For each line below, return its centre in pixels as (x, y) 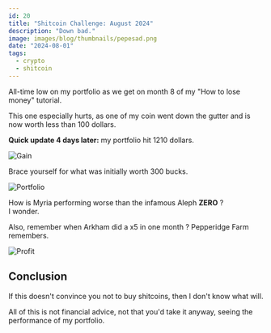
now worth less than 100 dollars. (62, 124)
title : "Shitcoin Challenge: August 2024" (81, 23)
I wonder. (24, 211)
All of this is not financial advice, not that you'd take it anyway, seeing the (131, 311)
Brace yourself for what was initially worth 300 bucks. (98, 171)
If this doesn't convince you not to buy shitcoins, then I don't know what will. (136, 296)
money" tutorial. (35, 100)
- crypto (30, 61)
